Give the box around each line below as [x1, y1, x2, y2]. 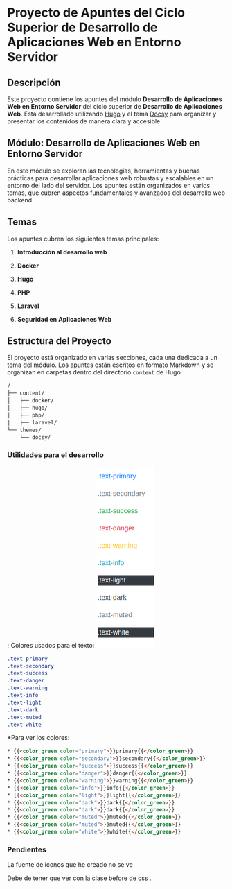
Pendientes [7, 845, 46, 854]
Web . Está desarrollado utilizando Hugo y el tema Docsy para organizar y [7, 110, 217, 118]
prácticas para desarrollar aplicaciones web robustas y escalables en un [7, 173, 214, 182]
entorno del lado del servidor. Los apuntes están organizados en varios [7, 181, 211, 189]
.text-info [7, 692, 39, 699]
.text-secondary [7, 662, 54, 670]
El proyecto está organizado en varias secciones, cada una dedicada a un [7, 354, 218, 362]
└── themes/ [7, 426, 42, 433]
